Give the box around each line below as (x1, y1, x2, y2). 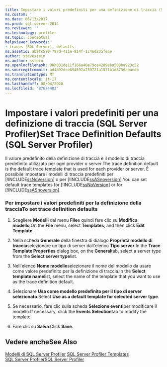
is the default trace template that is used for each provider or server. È (5, 166, 149, 172)
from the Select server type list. (12, 253, 78, 259)
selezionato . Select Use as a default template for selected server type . (12, 293, 160, 299)
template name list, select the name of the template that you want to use (12, 273, 161, 279)
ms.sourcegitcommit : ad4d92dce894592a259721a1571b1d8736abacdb (5, 68, 139, 73)
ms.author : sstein (5, 58, 43, 63)
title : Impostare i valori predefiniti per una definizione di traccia (5, 7, 157, 12)
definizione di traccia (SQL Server (5, 118, 148, 129)
